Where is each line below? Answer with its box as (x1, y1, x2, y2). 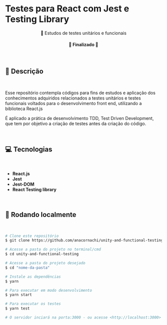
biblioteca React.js (5, 106, 43, 111)
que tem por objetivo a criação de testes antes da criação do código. (5, 120, 147, 126)
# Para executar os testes (5, 302, 61, 307)
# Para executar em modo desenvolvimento (5, 288, 92, 293)
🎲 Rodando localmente (5, 211, 77, 219)
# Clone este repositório (5, 233, 59, 238)
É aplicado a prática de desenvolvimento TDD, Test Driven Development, (5, 115, 154, 121)
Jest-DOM (12, 181, 35, 187)
